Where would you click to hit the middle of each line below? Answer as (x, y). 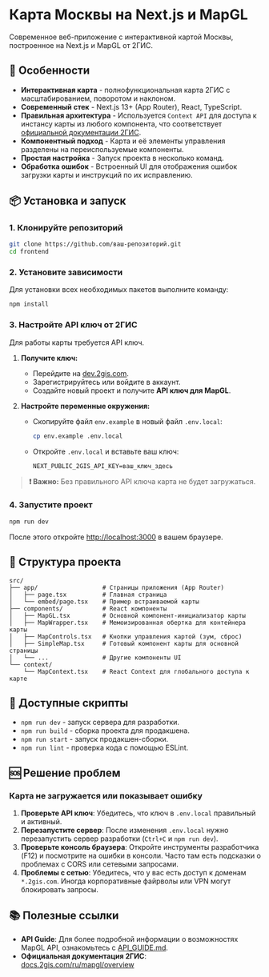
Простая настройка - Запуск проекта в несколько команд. (122, 158)
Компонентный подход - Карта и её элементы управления (123, 141)
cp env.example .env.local (78, 436)
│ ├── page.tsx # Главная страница (88, 595)
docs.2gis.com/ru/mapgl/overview (77, 964)
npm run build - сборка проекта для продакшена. (105, 731)
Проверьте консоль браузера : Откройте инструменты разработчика (140, 847)
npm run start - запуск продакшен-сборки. (94, 739)
